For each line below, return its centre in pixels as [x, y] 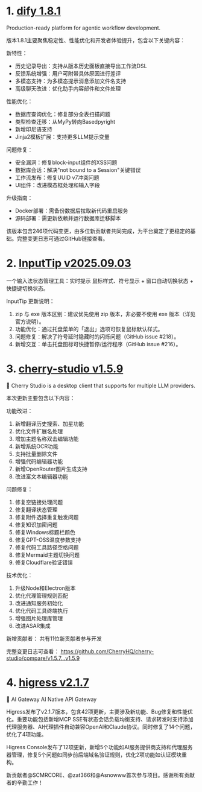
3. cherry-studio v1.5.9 [65, 369]
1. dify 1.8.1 [34, 11]
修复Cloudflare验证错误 [44, 562]
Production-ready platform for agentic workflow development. [84, 28]
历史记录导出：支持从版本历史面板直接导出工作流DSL [81, 66]
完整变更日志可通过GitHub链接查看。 [62, 238]
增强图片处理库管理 [39, 618]
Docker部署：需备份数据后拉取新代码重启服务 [71, 211]
